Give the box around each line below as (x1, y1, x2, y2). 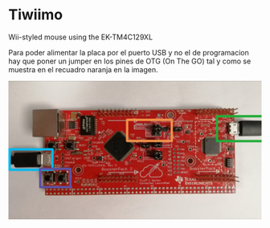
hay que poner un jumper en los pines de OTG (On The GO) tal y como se (8, 56, 252, 66)
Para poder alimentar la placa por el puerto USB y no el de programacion (8, 47, 249, 57)
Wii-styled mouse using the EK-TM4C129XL (8, 32, 153, 42)
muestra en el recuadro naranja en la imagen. (8, 64, 158, 74)
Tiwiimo (8, 6, 63, 24)
